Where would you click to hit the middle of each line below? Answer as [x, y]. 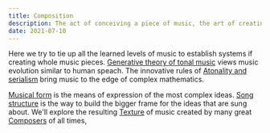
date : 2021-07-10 [37, 31]
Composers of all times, [47, 121]
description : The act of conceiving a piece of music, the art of [122, 23]
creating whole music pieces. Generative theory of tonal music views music [133, 62]
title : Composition [41, 16]
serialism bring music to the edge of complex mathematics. [106, 79]
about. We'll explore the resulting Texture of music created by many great [130, 112]
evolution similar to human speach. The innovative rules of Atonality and [128, 71]
